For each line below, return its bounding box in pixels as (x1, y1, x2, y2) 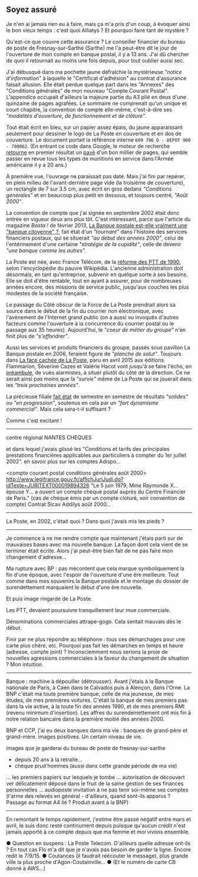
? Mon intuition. (6, 660, 44, 667)
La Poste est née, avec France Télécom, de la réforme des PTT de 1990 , (6, 258, 181, 265)
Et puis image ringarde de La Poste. (6, 595, 93, 602)
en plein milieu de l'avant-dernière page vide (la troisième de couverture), (6, 179, 185, 186)
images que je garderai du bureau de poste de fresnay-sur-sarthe (6, 744, 166, 751)
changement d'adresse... (6, 553, 67, 560)
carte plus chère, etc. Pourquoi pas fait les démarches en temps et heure (6, 642, 183, 649)
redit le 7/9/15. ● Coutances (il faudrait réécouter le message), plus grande (6, 852, 189, 859)
